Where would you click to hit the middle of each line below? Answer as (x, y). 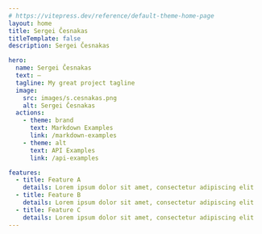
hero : (17, 61)
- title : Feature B (48, 195)
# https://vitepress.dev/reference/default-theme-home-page (112, 16)
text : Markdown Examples (71, 128)
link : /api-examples (64, 158)
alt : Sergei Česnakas (59, 106)
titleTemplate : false (45, 38)
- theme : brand (48, 121)
